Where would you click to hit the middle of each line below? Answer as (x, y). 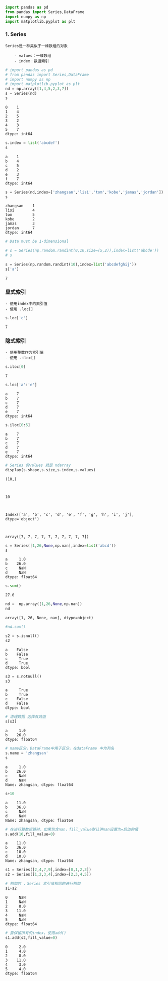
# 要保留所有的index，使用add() (36, 933)
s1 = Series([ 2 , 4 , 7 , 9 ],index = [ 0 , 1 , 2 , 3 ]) (48, 870)
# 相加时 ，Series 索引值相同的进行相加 (43, 884)
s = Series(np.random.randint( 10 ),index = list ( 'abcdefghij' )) (71, 265)
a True (17, 690)
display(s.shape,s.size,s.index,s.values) (50, 470)
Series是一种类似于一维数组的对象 (37, 46)
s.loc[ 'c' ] (17, 318)
